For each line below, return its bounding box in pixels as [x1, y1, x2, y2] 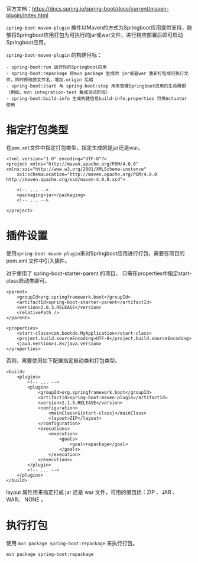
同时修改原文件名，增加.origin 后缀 [14, 77, 93, 83]
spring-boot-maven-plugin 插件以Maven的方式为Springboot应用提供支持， [6, 24, 187, 31]
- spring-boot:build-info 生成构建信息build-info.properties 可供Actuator [6, 96, 187, 102]
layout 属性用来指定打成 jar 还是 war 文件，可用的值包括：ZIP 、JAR [6, 488, 171, 496]
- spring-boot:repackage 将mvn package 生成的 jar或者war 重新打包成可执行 [6, 70, 184, 76]
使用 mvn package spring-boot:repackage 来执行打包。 [6, 539, 138, 546]
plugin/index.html [6, 12, 48, 19]
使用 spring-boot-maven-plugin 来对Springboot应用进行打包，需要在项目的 [6, 250, 185, 257]
